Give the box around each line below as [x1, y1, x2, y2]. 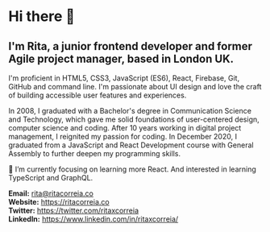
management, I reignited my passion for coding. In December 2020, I [8, 132, 238, 141]
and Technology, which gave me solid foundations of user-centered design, [8, 114, 260, 124]
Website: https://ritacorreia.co [8, 197, 110, 206]
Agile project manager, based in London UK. [8, 52, 235, 65]
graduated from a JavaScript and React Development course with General [8, 140, 254, 150]
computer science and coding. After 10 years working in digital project [8, 123, 242, 132]
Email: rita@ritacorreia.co [8, 188, 94, 198]
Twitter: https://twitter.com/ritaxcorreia [8, 205, 139, 215]
